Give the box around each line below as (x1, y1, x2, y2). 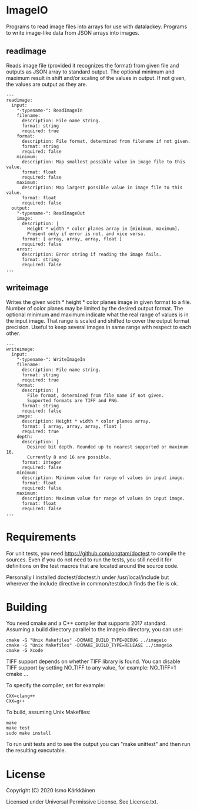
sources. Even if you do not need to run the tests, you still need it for (6, 556, 172, 563)
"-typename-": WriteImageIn (16, 356, 85, 362)
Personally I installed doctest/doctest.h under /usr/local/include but (6, 574, 169, 581)
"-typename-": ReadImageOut (16, 210, 85, 216)
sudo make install (6, 730, 51, 737)
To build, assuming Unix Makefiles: (6, 709, 91, 716)
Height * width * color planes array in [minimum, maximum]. (27, 226, 181, 232)
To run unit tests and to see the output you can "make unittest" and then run (6, 741, 191, 748)
